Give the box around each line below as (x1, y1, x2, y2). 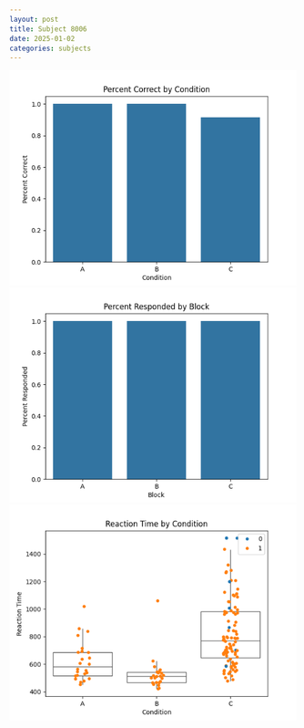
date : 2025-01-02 (9, 34, 76, 43)
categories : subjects (9, 44, 92, 53)
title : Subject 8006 (9, 24, 88, 34)
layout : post (9, 15, 59, 24)
